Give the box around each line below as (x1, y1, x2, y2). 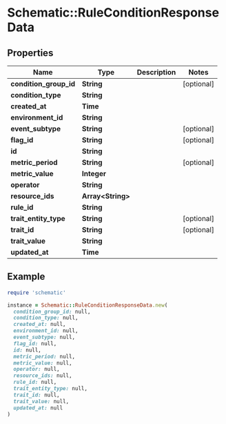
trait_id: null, (13, 392, 60, 398)
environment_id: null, (13, 327, 79, 334)
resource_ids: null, (13, 372, 72, 379)
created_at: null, (13, 321, 67, 328)
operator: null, (13, 366, 60, 373)
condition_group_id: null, (13, 308, 91, 315)
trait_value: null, (13, 398, 70, 405)
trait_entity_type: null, (13, 385, 88, 392)
